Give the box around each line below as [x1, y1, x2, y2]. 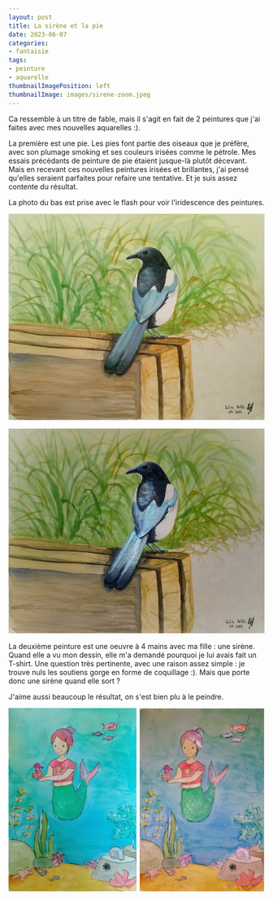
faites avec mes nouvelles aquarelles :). [8, 122, 141, 132]
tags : [8, 56, 27, 64]
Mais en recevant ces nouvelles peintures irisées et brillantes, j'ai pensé [8, 164, 249, 174]
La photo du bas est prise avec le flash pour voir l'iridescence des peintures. [8, 197, 265, 207]
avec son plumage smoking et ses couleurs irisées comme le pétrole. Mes [8, 147, 257, 156]
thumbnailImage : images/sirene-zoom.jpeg [8, 90, 151, 99]
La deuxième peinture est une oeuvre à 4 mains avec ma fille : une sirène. [8, 642, 256, 652]
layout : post [8, 13, 53, 21]
